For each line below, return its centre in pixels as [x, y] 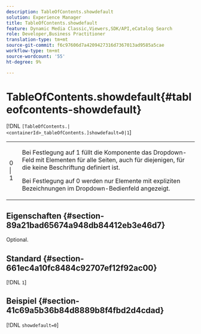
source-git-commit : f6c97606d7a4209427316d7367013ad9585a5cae [85, 46]
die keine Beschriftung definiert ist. [71, 167]
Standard [24, 258]
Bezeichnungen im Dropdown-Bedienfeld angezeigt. [96, 188]
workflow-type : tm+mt [33, 51]
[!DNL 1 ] [16, 282]
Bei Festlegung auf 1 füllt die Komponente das [87, 152]
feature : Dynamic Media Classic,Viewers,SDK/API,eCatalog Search [89, 28]
